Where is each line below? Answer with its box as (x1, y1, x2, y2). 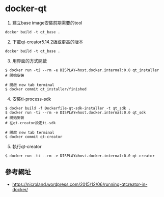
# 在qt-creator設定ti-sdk (5, 120, 56, 125)
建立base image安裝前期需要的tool (12, 20, 82, 26)
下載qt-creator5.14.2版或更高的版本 (12, 39, 83, 45)
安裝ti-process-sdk (12, 96, 52, 102)
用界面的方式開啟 (12, 57, 47, 64)
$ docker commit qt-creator (5, 134, 63, 139)
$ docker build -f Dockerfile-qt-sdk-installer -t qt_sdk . (5, 106, 131, 111)
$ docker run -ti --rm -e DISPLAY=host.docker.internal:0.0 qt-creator (5, 153, 155, 158)
